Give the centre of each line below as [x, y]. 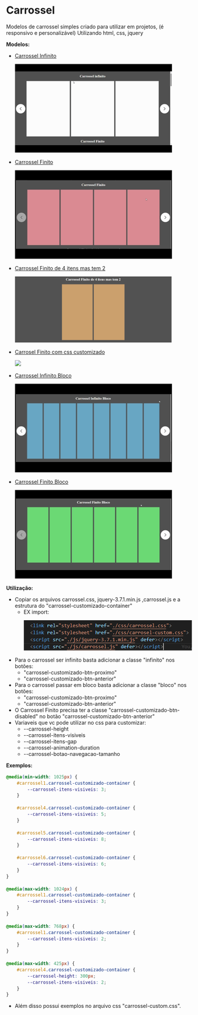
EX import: [36, 612]
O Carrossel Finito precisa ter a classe [61, 710]
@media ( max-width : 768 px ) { [41, 926]
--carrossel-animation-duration [62, 748]
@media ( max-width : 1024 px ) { [42, 889]
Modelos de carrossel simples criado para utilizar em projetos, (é [85, 27]
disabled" [26, 716]
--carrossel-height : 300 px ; [62, 976]
